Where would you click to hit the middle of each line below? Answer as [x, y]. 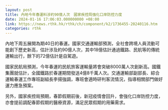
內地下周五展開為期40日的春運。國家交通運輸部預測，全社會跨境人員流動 [80, 44]
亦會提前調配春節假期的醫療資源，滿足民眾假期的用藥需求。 [66, 102]
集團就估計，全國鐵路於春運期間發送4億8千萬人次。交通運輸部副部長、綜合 [82, 73]
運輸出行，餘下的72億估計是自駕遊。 [43, 56]
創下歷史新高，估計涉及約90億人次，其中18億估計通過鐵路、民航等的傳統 [84, 50]
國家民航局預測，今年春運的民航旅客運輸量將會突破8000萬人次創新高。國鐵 [83, 67]
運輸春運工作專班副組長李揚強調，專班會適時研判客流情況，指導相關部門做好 [84, 79]
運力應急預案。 [20, 85]
